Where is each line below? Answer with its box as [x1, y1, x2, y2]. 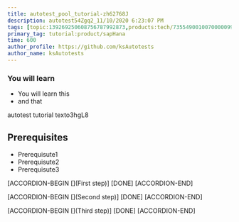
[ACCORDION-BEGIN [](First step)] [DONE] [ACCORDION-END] [7, 179, 193, 187]
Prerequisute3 [17, 165, 60, 174]
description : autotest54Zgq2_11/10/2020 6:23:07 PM [7, 17, 164, 24]
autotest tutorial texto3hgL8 [7, 111, 89, 119]
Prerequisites [7, 131, 68, 143]
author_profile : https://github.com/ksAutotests [7, 43, 154, 50]
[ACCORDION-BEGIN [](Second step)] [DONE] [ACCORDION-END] [7, 192, 203, 201]
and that [17, 97, 43, 106]
